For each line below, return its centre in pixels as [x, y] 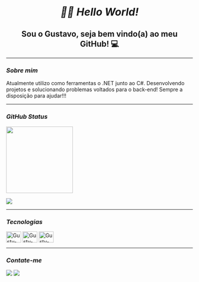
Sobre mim [22, 70]
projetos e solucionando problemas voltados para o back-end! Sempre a [94, 90]
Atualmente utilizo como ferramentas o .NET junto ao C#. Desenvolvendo [95, 83]
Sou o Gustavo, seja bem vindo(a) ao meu [99, 34]
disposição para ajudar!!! [36, 96]
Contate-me [24, 260]
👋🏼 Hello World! [99, 12]
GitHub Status [27, 116]
